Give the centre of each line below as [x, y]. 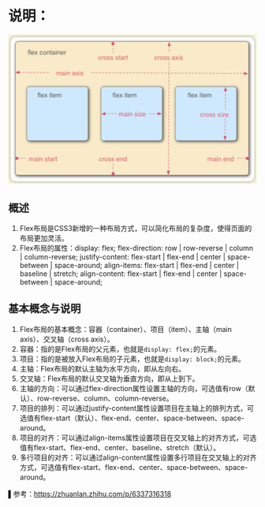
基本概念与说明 [45, 309]
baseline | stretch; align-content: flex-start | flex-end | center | [121, 274]
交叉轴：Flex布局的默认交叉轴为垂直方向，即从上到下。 [109, 378]
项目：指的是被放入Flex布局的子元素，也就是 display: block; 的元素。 [132, 359]
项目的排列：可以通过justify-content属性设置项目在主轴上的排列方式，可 [136, 408]
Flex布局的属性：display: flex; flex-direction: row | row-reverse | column [136, 248]
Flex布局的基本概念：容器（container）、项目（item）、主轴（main [126, 329]
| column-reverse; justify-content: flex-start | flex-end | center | [123, 256]
